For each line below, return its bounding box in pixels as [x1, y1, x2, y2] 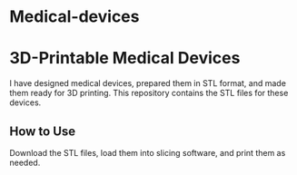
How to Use [9, 123, 76, 139]
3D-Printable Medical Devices [9, 48, 241, 69]
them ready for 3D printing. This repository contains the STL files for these [9, 88, 289, 99]
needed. [9, 157, 41, 168]
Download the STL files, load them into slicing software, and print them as [9, 147, 286, 158]
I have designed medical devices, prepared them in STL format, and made [9, 78, 286, 89]
